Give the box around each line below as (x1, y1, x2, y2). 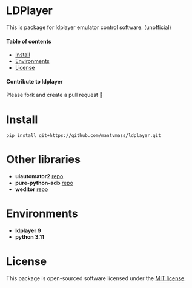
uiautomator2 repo (15, 173, 64, 180)
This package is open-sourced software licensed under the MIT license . (6, 275, 186, 282)
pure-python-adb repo (15, 179, 74, 187)
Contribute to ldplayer (6, 78, 63, 85)
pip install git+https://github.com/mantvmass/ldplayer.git (6, 133, 162, 139)
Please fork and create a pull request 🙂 (6, 92, 104, 99)
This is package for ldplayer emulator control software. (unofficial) (6, 24, 171, 31)
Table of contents (6, 38, 51, 45)
